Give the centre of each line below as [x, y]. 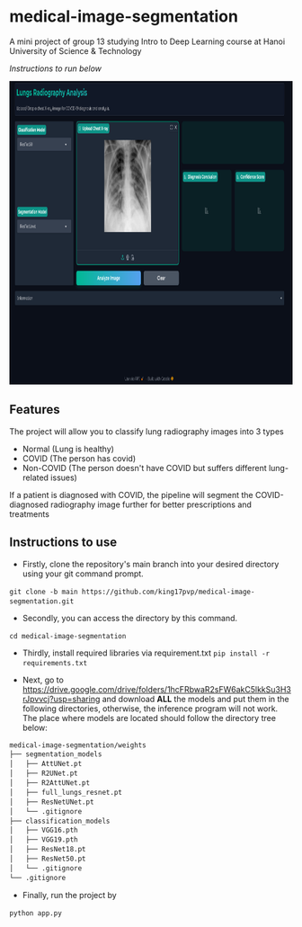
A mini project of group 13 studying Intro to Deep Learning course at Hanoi [147, 41]
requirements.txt [55, 663]
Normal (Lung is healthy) [68, 449]
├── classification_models [60, 821]
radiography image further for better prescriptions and [151, 504]
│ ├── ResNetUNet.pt [52, 802]
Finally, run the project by [69, 895]
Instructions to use [63, 543]
